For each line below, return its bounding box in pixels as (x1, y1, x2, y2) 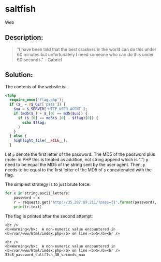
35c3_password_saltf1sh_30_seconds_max (5, 252, 86, 257)
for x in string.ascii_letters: (5, 191, 70, 196)
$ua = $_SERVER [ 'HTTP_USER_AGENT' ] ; (14, 107, 88, 112)
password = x (14, 195, 40, 200)
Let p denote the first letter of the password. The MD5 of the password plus (5, 151, 156, 157)
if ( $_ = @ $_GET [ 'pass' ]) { (9, 102, 66, 107)
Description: (5, 33, 44, 42)
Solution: (5, 71, 33, 79)
